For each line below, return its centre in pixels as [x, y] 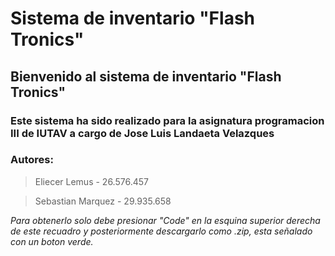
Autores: [32, 160]
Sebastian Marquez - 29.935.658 [103, 201]
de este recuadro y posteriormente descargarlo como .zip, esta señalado [161, 231]
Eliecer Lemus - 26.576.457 [91, 181]
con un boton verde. [52, 241]
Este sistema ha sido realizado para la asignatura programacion [167, 120]
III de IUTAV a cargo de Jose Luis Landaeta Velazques [142, 133]
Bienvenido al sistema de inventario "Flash [146, 76]
